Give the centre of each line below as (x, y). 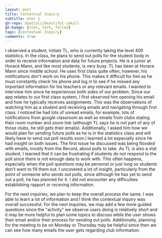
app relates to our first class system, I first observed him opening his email (80, 97)
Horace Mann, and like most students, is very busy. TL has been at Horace (80, 66)
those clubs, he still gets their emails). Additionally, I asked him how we (76, 128)
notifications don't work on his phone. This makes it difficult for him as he (79, 76)
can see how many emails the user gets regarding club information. (72, 230)
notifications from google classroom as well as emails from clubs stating (77, 118)
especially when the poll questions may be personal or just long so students (81, 164)
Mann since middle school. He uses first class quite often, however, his (76, 71)
